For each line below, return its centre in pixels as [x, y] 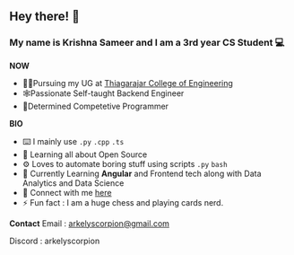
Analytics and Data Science [73, 183]
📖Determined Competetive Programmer [95, 106]
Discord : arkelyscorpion [55, 241]
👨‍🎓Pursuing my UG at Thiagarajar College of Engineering [127, 83]
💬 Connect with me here [67, 192]
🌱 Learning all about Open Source [85, 154]
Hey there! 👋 [45, 17]
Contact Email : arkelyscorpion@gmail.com [90, 223]
